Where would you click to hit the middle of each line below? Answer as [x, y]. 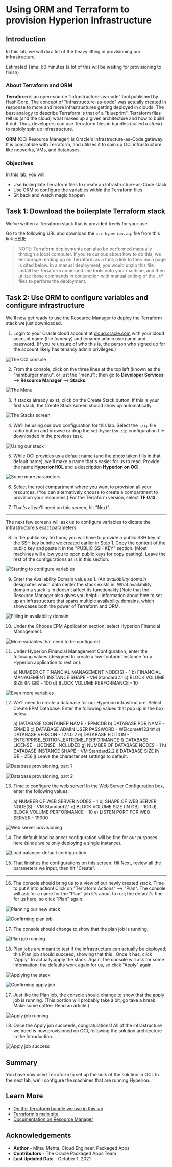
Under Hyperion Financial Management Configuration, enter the [80, 651]
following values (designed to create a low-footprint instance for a [83, 657]
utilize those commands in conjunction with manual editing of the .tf [91, 276]
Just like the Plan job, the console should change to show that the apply [89, 995]
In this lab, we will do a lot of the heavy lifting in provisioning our [73, 51]
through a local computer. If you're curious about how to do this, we [90, 254]
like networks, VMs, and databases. [43, 150]
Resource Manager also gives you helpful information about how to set [88, 596]
